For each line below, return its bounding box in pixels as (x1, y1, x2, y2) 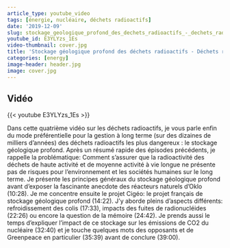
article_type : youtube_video (7, 10, 90, 17)
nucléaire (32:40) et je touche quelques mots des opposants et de (7, 226, 194, 234)
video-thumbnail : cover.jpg (7, 42, 88, 49)
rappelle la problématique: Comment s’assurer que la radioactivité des (7, 153, 205, 162)
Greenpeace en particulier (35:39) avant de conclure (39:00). (7, 234, 180, 242)
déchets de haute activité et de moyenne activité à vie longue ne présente (7, 160, 216, 169)
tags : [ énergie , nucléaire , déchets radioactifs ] (7, 16, 152, 23)
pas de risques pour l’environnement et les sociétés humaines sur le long (7, 168, 214, 176)
